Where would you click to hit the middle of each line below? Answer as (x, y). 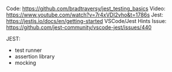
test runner (28, 50)
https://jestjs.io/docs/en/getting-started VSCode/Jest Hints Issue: (86, 21)
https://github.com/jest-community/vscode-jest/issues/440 (79, 27)
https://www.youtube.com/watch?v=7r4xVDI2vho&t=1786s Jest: (85, 15)
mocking (26, 63)
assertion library (35, 56)
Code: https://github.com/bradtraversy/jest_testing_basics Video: (86, 9)
